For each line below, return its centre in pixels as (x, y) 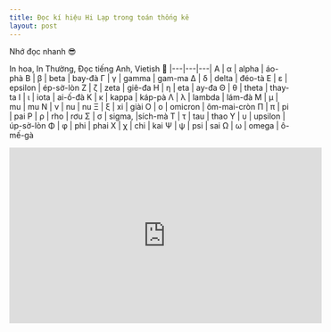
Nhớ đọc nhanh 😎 (43, 51)
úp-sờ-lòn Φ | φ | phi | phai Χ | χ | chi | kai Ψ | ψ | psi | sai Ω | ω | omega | (144, 125)
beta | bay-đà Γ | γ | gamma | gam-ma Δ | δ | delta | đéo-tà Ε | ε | (168, 78)
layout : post (33, 26)
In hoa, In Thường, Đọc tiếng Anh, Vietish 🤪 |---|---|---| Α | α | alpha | (137, 69)
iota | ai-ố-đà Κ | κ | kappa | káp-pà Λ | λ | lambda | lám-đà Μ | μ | (158, 97)
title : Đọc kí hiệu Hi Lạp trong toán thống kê (99, 17)
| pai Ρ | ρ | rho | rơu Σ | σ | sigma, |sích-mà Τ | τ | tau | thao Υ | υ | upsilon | (147, 116)
